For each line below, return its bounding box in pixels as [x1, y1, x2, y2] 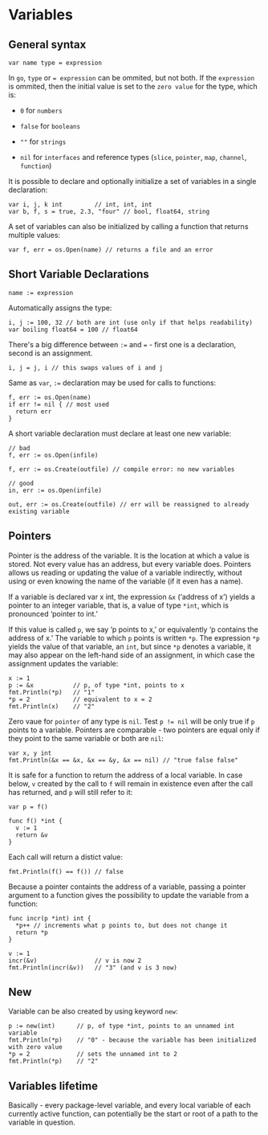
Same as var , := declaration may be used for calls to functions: [8, 378, 217, 387]
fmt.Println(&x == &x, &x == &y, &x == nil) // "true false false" [8, 756, 239, 764]
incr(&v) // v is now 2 [8, 957, 142, 965]
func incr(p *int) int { [8, 914, 91, 922]
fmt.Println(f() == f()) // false [8, 867, 124, 875]
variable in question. [8, 1117, 76, 1127]
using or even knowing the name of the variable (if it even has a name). [8, 576, 243, 586]
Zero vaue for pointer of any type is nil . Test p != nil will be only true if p [8, 716, 255, 726]
